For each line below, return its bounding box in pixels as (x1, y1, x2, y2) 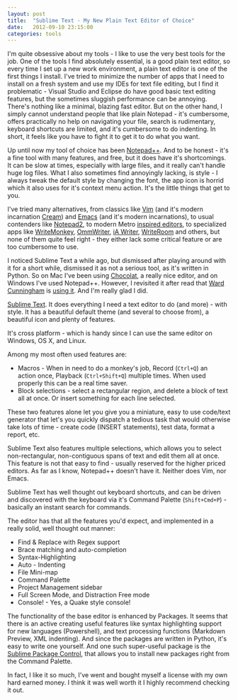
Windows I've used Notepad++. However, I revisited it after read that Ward (7, 279, 225, 288)
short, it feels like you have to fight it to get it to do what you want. (7, 132, 200, 141)
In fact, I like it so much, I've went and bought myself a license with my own (7, 671, 228, 679)
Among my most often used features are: (7, 350, 127, 359)
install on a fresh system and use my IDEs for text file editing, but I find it (7, 79, 219, 89)
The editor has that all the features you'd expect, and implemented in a (7, 516, 214, 525)
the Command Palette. (7, 657, 73, 666)
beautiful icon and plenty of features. (7, 315, 115, 324)
